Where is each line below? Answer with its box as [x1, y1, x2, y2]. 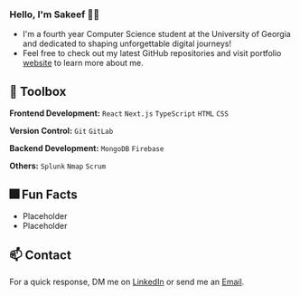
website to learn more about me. [22, 58, 144, 69]
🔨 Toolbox [9, 83, 67, 99]
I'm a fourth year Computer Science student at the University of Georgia [22, 29, 291, 40]
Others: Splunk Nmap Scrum [9, 160, 107, 171]
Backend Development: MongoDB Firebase [9, 143, 164, 154]
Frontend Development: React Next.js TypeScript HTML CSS [9, 108, 229, 119]
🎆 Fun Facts [9, 186, 79, 202]
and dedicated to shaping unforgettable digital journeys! [22, 38, 232, 49]
